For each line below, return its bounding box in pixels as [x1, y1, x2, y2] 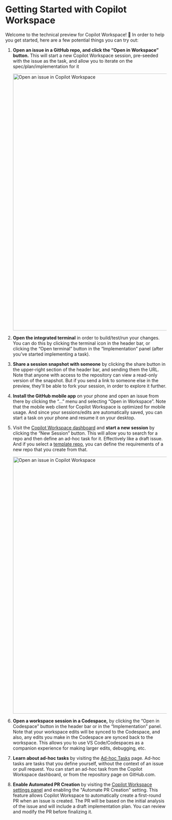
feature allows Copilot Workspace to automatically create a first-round [12, 792, 161, 798]
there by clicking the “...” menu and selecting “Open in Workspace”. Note [12, 398, 166, 404]
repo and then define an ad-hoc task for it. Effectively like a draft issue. [12, 435, 163, 441]
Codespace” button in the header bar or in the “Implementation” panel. [12, 723, 162, 729]
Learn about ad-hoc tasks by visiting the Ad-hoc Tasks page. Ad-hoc [12, 755, 161, 761]
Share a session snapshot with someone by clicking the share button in [12, 361, 166, 367]
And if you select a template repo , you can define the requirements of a [12, 441, 164, 447]
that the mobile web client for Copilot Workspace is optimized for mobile [12, 403, 165, 409]
